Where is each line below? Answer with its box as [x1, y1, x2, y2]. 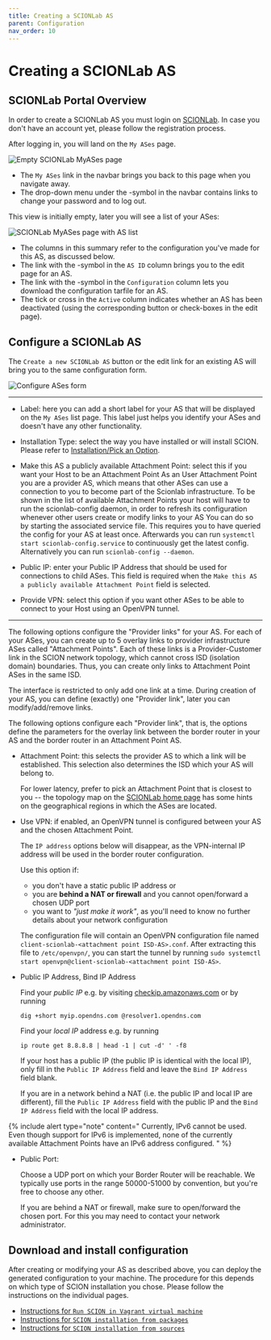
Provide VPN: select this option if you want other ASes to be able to [19, 595, 244, 605]
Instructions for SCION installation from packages [19, 1315, 189, 1324]
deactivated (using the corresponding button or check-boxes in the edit [19, 304, 258, 313]
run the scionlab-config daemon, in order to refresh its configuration [19, 504, 248, 513]
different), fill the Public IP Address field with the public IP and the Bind [19, 1097, 258, 1107]
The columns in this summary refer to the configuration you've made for [19, 243, 260, 253]
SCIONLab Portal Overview [8, 94, 147, 107]
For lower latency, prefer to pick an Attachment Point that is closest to [19, 784, 252, 794]
